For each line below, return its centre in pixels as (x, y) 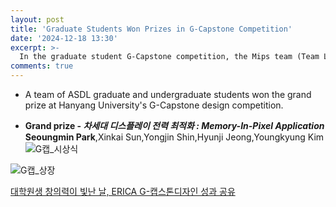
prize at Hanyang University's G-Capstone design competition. (154, 105)
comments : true (42, 66)
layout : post (37, 19)
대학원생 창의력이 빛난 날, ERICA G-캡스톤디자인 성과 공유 (123, 191)
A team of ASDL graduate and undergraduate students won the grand (168, 94)
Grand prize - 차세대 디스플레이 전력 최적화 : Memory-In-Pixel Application (174, 125)
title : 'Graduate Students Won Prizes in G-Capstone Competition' (151, 29)
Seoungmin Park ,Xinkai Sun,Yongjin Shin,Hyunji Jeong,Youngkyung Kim (174, 137)
